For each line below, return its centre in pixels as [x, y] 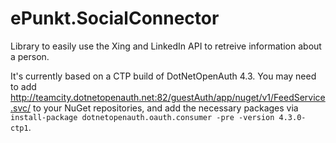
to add [23, 86]
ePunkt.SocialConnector [115, 18]
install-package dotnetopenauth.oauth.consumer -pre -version [142, 117]
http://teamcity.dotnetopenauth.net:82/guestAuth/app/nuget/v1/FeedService [168, 97]
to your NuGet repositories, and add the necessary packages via [166, 108]
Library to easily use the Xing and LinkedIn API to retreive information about [166, 46]
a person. [30, 56]
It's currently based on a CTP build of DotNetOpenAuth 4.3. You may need [163, 76]
